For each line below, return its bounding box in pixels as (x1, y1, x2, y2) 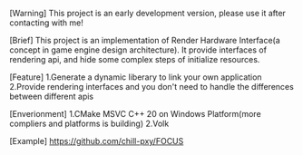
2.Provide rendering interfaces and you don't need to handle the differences (9, 82, 295, 92)
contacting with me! (9, 17, 84, 28)
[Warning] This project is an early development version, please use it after (9, 8, 286, 18)
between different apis (9, 91, 93, 102)
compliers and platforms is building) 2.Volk (9, 118, 170, 129)
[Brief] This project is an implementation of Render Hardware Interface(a (9, 35, 281, 45)
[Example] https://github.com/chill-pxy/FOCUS (9, 136, 184, 146)
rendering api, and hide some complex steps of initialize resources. (9, 54, 260, 64)
